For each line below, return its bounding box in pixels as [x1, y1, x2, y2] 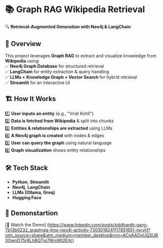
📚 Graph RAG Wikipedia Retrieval [5, 4, 145, 15]
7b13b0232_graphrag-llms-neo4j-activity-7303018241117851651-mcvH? [5, 227, 151, 233]
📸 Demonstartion [5, 209, 58, 217]
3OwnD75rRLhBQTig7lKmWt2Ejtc [5, 238, 73, 244]
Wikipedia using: [5, 58, 40, 64]
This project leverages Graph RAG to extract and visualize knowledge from [5, 52, 157, 59]
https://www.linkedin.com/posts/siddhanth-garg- [48, 222, 148, 228]
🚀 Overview [5, 40, 41, 48]
